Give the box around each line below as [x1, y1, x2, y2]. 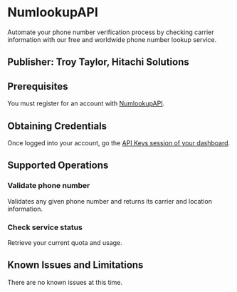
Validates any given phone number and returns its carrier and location [7, 197, 212, 205]
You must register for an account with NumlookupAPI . [7, 99, 165, 108]
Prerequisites [7, 80, 68, 93]
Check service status [7, 222, 83, 232]
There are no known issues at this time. [7, 278, 123, 286]
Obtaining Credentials [7, 120, 107, 132]
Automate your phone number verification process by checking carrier [7, 28, 214, 36]
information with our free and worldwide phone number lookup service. [7, 35, 217, 43]
